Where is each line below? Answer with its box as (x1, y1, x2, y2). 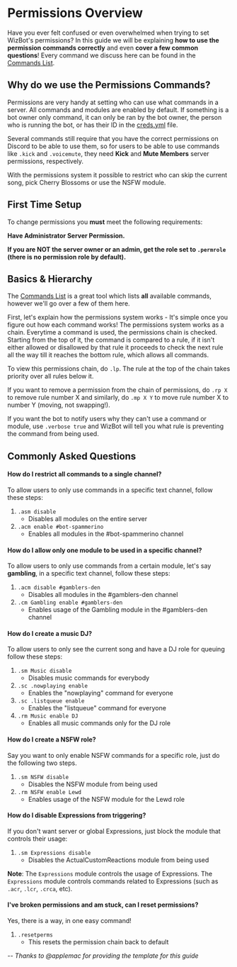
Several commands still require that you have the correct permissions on (7, 134, 219, 142)
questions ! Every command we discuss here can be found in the (7, 51, 196, 60)
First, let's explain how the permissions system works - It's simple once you (7, 313, 229, 322)
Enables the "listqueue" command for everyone (28, 704, 166, 712)
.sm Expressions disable (17, 849, 91, 856)
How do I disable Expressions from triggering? (7, 811, 146, 820)
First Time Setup (7, 199, 82, 211)
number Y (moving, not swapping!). (7, 401, 111, 409)
